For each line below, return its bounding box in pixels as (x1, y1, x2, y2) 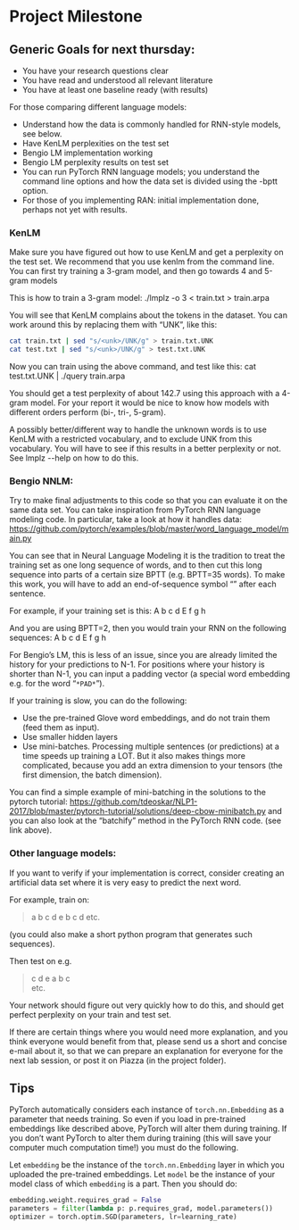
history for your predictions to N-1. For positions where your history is (9, 659, 265, 670)
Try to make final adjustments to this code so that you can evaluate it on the (9, 495, 288, 506)
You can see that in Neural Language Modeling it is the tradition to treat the (9, 551, 286, 561)
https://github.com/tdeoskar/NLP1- (70, 796, 198, 807)
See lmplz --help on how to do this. (9, 453, 139, 463)
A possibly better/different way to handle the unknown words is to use (9, 424, 268, 435)
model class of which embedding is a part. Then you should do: (9, 1178, 238, 1189)
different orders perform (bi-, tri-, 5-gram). (9, 407, 167, 418)
